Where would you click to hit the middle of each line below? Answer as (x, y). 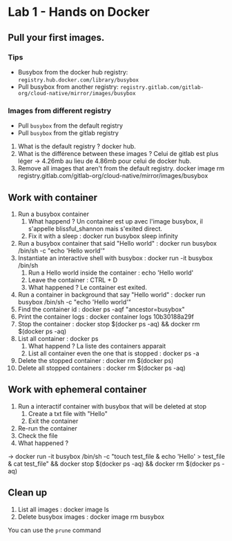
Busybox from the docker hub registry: (73, 72)
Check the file (38, 435)
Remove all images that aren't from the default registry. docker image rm (121, 168)
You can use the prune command (55, 530)
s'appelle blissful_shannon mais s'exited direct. (95, 228)
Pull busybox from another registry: (68, 86)
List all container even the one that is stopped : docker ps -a (114, 353)
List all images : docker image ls (63, 509)
